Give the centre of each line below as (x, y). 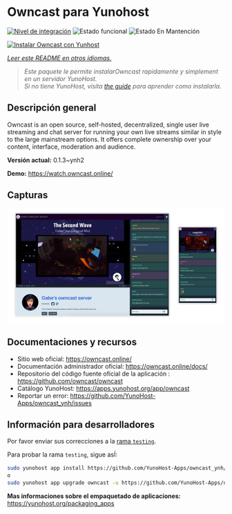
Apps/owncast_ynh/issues (54, 403)
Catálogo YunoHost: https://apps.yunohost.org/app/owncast (103, 388)
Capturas (28, 195)
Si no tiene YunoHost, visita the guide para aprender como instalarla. (123, 86)
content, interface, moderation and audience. (71, 147)
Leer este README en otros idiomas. (59, 58)
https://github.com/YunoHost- (113, 396)
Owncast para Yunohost (78, 12)
